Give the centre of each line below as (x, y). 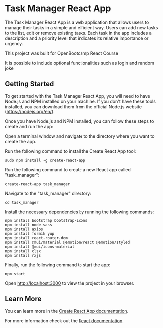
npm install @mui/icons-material (40, 247)
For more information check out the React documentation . (64, 320)
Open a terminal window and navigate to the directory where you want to (80, 136)
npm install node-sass (29, 225)
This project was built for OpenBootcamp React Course (62, 53)
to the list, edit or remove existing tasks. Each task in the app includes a (78, 33)
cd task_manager (22, 202)
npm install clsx (23, 251)
